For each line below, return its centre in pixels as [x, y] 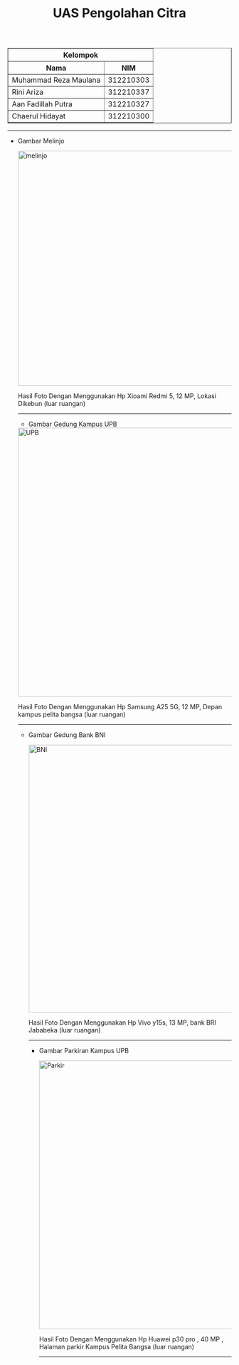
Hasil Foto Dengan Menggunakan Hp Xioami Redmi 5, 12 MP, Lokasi [117, 396]
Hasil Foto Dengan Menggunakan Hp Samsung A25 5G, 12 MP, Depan [120, 707]
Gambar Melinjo [41, 141]
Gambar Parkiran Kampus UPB [84, 1051]
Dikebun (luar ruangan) [52, 404]
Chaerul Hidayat [39, 116]
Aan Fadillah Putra [42, 104]
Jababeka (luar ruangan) [64, 1030]
